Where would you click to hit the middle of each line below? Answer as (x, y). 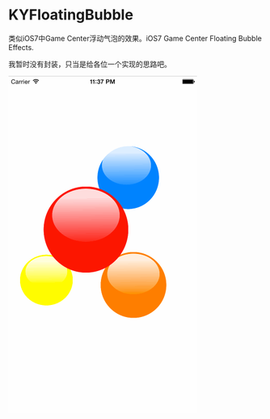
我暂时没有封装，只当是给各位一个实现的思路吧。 (90, 64)
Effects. (21, 47)
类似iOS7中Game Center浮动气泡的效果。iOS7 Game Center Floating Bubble (135, 38)
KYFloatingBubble (71, 15)
